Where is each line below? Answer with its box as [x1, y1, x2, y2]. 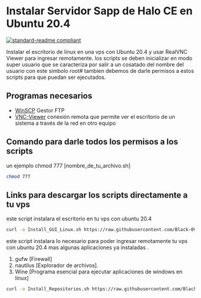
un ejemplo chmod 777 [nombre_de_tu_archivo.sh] [6, 162, 130, 169]
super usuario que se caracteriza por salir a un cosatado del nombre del [6, 61, 184, 68]
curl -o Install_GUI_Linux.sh [6, 227, 82, 233]
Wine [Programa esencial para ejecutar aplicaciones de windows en [14, 268, 183, 275]
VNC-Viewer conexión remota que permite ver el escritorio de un [14, 113, 175, 120]
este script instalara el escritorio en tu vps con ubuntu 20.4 [6, 215, 152, 222]
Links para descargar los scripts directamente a [6, 190, 188, 200]
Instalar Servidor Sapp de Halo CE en [6, 4, 193, 18]
